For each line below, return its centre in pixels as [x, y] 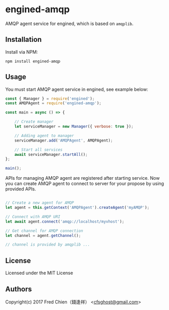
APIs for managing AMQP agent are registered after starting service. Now [82, 178]
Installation [23, 40]
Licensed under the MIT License [39, 273]
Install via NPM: [22, 52]
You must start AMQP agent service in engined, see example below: [77, 89]
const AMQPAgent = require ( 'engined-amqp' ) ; [53, 103]
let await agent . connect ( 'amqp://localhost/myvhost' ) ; [65, 221]
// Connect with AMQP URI [33, 217]
